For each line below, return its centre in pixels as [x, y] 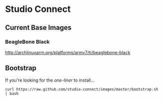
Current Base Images [38, 28]
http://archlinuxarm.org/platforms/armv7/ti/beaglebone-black [68, 52]
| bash [12, 94]
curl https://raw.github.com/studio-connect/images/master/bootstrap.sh [82, 89]
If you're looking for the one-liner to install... [50, 80]
